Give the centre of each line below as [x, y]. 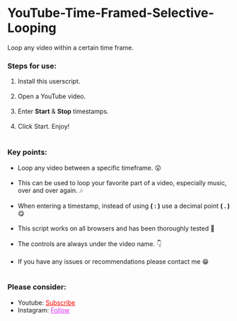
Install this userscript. [49, 81]
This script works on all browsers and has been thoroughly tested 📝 [116, 228]
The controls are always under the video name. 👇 [89, 244]
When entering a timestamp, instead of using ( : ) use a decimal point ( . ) [123, 206]
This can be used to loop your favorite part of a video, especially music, [122, 182]
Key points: [27, 152]
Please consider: [37, 287]
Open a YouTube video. [52, 96]
